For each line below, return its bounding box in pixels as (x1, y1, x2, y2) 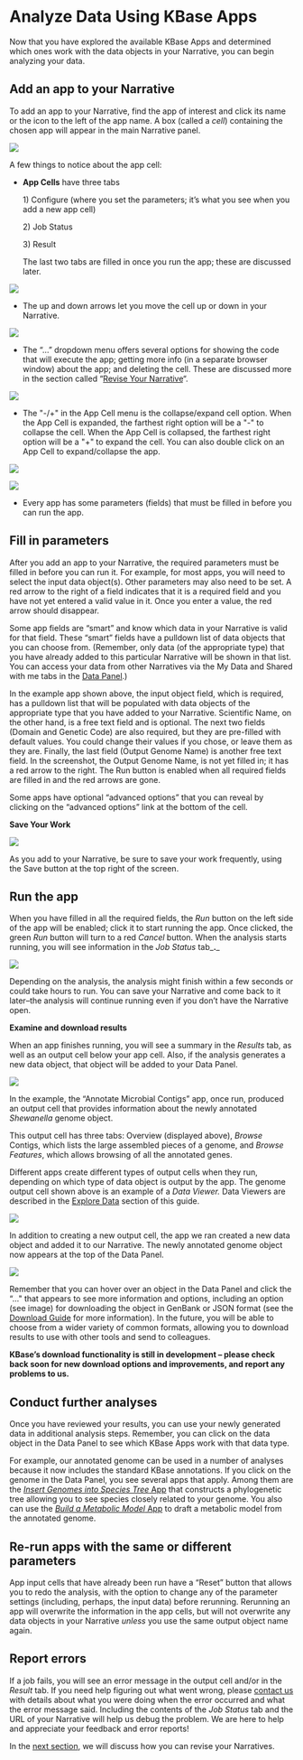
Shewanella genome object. (9, 1113, 114, 1123)
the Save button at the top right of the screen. (9, 862, 179, 873)
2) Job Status (22, 221, 74, 232)
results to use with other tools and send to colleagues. (9, 1332, 211, 1343)
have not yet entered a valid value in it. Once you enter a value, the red (9, 595, 272, 606)
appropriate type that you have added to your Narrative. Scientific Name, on (9, 707, 292, 718)
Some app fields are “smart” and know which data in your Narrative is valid (9, 622, 289, 633)
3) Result (22, 238, 57, 249)
